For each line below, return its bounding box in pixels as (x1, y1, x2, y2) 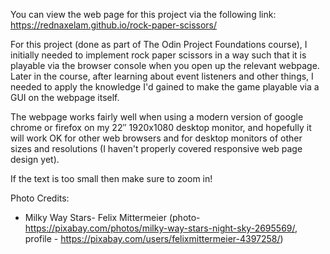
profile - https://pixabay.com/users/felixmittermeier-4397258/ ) (24, 233, 284, 244)
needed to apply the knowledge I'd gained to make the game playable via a (10, 81, 320, 93)
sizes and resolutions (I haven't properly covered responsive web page (10, 143, 303, 154)
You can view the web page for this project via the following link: (10, 9, 277, 20)
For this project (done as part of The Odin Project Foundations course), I (10, 39, 308, 50)
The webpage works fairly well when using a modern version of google (10, 111, 304, 123)
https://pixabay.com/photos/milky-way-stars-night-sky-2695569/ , (24, 222, 298, 234)
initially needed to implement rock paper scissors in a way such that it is (10, 49, 307, 61)
